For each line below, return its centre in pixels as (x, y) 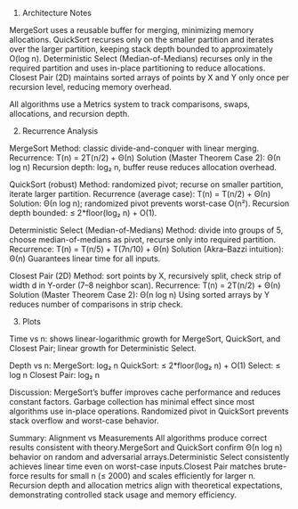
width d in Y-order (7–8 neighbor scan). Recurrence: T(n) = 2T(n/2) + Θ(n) (145, 285)
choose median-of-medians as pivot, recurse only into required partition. (143, 239)
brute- (275, 466)
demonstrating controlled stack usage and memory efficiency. (123, 495)
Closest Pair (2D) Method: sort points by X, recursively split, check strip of (145, 276)
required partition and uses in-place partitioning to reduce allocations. (137, 68)
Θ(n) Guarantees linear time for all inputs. (85, 259)
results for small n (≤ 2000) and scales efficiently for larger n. (143, 476)
